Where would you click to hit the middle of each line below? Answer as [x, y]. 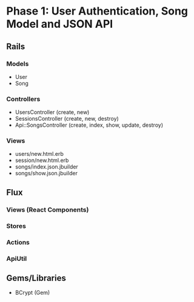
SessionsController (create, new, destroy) [67, 119]
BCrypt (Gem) [32, 293]
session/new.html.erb [42, 160]
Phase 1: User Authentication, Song [97, 11]
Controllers [23, 99]
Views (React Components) [48, 209]
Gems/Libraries [36, 278]
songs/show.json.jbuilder [46, 173]
